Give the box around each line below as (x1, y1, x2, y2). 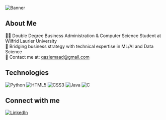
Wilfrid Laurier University (5, 38, 57, 44)
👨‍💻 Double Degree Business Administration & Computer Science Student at (5, 33, 161, 39)
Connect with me (5, 96, 60, 105)
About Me (5, 19, 37, 28)
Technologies (5, 68, 49, 77)
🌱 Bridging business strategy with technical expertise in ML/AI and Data (5, 43, 154, 49)
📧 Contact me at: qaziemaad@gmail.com (5, 54, 90, 60)
